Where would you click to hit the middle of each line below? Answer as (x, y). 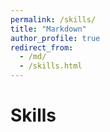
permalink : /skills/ (53, 19)
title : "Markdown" (48, 29)
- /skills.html (51, 66)
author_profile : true (55, 38)
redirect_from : (42, 47)
